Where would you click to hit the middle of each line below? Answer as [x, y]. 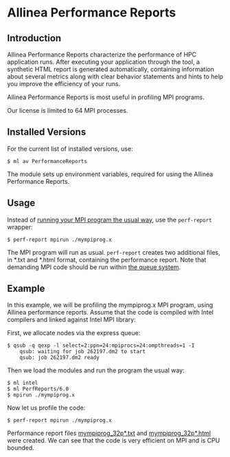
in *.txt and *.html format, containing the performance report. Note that [107, 259]
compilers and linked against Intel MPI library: [71, 320]
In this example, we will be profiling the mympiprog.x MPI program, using [110, 305]
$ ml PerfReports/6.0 [38, 389]
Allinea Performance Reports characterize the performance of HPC [102, 54]
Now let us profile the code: [46, 408]
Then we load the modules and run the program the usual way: [96, 370]
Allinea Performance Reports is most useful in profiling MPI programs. [106, 97]
